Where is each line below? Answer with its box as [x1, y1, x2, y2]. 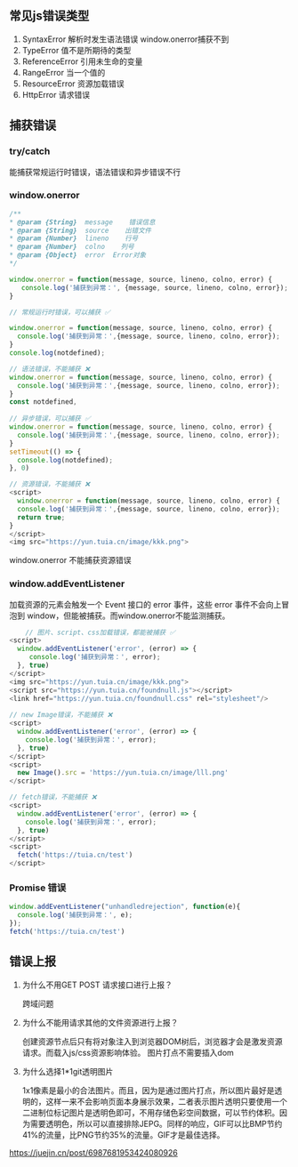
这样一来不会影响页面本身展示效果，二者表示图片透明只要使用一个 [45, 1096, 287, 1107]
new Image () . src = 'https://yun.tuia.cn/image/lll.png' [17, 769, 229, 777]
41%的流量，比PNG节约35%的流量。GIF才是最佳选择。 [21, 1129, 225, 1140]
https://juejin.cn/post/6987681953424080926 [9, 1147, 178, 1158]
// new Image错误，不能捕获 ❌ [9, 711, 113, 720]
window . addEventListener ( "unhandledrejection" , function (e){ [9, 902, 241, 912]
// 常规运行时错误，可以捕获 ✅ [9, 308, 111, 317]
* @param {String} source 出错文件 [9, 226, 152, 235]
